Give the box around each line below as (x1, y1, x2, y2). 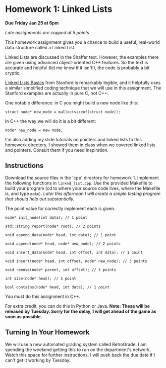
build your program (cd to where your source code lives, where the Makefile (5, 185, 161, 191)
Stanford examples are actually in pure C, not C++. (5, 90, 109, 96)
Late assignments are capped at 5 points (5, 29, 89, 35)
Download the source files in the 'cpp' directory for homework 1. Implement (5, 175, 159, 181)
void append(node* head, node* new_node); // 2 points (5, 241, 121, 246)
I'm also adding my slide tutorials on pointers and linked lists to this (5, 136, 142, 142)
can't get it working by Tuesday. (5, 357, 71, 363)
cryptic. (5, 70, 21, 76)
